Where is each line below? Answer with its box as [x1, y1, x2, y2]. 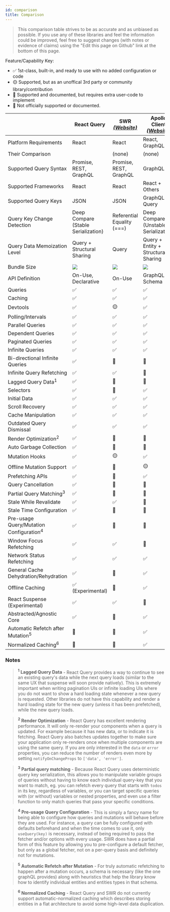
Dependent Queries [8, 330, 55, 337]
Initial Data [8, 395, 33, 402]
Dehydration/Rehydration [8, 573, 67, 580]
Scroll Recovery [8, 403, 46, 410]
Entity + [143, 242, 161, 249]
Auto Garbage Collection [8, 444, 67, 451]
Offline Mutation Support [8, 463, 67, 470]
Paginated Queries [8, 338, 52, 345]
